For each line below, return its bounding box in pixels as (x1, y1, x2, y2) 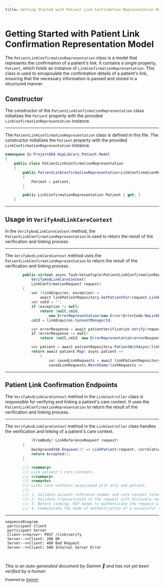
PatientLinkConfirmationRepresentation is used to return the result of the (5, 233, 153, 239)
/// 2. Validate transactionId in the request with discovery (22, 497, 152, 502)
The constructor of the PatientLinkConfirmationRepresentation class (5, 108, 144, 114)
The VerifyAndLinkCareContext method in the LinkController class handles (5, 423, 156, 429)
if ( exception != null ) (31, 304, 80, 309)
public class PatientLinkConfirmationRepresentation (14, 161, 123, 166)
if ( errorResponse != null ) (31, 331, 89, 336)
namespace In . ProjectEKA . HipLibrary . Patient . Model (5, 152, 110, 157)
